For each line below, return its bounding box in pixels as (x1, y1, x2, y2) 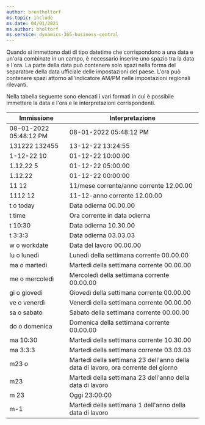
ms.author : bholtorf (6, 26, 59, 32)
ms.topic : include (6, 15, 53, 21)
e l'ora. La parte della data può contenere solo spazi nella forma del (6, 62, 176, 69)
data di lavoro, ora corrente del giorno (69, 363, 178, 372)
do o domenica (9, 322, 52, 331)
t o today (9, 201, 35, 210)
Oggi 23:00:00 (69, 391, 112, 399)
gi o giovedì (9, 289, 43, 297)
